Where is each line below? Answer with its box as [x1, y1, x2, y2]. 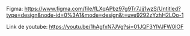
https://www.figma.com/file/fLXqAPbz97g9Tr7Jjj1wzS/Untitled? [24, 5, 182, 12]
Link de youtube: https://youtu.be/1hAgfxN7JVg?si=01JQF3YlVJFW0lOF [6, 23, 184, 30]
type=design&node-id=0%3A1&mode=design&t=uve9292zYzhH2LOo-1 [6, 11, 184, 19]
